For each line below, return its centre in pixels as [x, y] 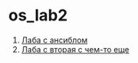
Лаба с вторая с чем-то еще [75, 49]
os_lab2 [38, 16]
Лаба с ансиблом [54, 40]
